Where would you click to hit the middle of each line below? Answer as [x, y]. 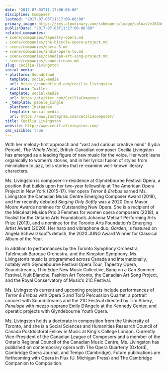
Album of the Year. [24, 239]
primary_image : [21, 24]
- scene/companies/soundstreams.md [42, 61]
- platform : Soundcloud [30, 75]
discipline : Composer [28, 14]
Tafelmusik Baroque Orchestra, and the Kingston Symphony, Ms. [71, 254]
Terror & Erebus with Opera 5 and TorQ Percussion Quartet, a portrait [76, 295]
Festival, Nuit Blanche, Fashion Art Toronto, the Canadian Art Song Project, [82, 275]
